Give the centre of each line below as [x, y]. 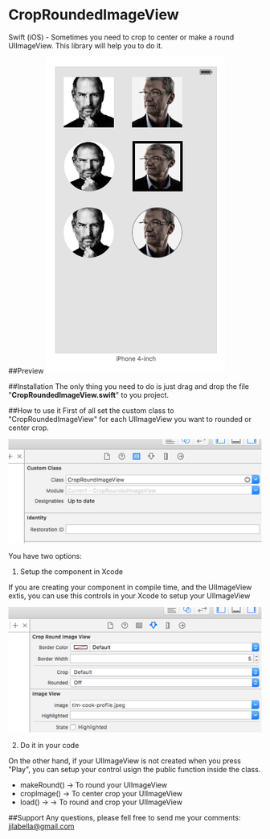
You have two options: [45, 556]
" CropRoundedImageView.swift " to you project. [89, 395]
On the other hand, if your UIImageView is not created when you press [125, 760]
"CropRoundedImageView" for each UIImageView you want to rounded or [130, 419]
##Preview [26, 370]
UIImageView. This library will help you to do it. [86, 45]
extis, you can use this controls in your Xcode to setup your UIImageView [129, 595]
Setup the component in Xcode [71, 571]
